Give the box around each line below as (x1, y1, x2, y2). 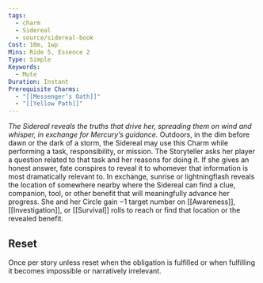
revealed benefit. (8, 214, 64, 224)
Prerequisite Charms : (8, 85, 80, 93)
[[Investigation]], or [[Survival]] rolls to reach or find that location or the (8, 206, 241, 215)
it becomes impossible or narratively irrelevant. (8, 266, 162, 275)
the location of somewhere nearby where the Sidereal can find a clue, (8, 180, 236, 190)
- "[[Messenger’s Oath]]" (15, 92, 101, 100)
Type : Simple (8, 56, 51, 64)
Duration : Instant (8, 77, 69, 85)
